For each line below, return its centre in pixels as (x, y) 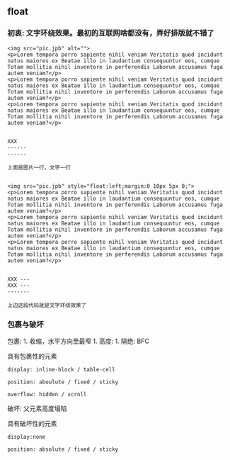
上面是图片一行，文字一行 (39, 167)
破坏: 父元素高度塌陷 (37, 408)
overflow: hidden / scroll (47, 394)
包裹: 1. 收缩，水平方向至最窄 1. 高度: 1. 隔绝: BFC (79, 341)
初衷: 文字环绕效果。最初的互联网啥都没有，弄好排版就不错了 (111, 33)
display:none (27, 437)
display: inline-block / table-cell (61, 369)
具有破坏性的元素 (32, 423)
